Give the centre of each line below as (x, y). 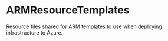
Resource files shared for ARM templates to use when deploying (84, 26)
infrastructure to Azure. (34, 32)
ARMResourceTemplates (68, 10)
